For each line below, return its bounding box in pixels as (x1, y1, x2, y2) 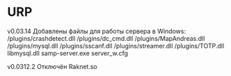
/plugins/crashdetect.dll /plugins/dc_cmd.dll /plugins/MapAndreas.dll (7, 34, 205, 42)
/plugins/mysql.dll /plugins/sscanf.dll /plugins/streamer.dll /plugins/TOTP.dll (7, 41, 225, 50)
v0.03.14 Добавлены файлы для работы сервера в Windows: (7, 27, 186, 35)
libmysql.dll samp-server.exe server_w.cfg (7, 49, 129, 57)
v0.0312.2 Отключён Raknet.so (7, 62, 97, 70)
